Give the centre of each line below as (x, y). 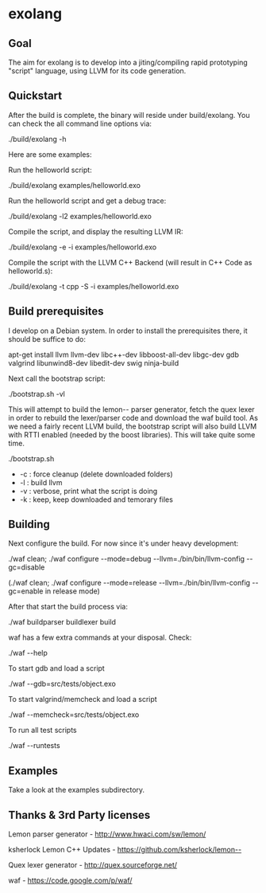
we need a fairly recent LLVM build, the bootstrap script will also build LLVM (133, 426)
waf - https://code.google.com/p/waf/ (70, 880)
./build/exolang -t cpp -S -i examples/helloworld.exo (94, 286)
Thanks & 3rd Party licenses (79, 815)
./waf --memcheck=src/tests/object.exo (74, 715)
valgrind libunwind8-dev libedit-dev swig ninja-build (94, 362)
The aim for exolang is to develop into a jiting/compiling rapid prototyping (128, 62)
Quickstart (35, 96)
